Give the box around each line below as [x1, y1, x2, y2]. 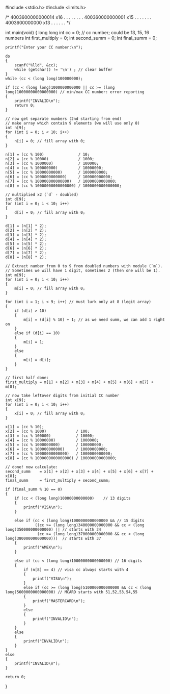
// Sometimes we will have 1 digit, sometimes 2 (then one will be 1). [5, 268, 160, 273]
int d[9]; [5, 196, 26, 202]
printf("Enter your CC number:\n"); [5, 45, 83, 50]
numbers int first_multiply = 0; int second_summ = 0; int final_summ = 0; [5, 35, 157, 41]
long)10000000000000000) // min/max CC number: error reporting [5, 89, 145, 94]
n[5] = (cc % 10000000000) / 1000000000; [5, 170, 108, 175]
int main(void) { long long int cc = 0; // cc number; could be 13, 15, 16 [5, 30, 149, 35]
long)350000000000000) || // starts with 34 [5, 527, 101, 532]
